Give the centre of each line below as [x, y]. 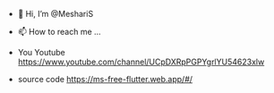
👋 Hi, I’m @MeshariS [56, 14]
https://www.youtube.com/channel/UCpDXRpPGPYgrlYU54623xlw [141, 62]
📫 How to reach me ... [59, 32]
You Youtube [41, 52]
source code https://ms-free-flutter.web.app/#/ [105, 79]
